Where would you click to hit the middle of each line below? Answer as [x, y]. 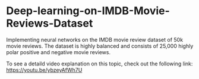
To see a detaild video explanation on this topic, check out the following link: [99, 64]
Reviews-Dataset [50, 23]
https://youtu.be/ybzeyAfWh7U [44, 70]
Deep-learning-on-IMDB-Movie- [88, 11]
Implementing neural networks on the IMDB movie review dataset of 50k [94, 39]
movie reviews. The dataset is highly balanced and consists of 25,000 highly [100, 46]
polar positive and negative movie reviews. [59, 52]
